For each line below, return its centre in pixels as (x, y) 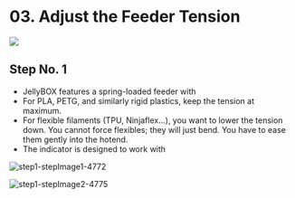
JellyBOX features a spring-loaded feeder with (109, 91)
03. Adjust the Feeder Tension (125, 17)
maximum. (42, 110)
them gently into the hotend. (75, 139)
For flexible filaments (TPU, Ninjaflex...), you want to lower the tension (152, 120)
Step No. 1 (38, 70)
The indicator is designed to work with (94, 149)
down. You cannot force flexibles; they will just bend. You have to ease (154, 129)
